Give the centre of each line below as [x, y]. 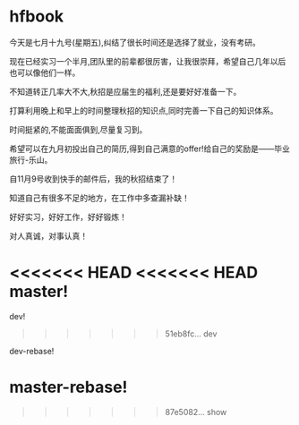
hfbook [37, 17]
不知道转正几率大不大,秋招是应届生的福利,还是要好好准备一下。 [125, 91]
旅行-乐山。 [31, 159]
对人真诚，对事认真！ [48, 235]
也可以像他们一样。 [45, 72]
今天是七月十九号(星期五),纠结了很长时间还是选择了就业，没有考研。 [135, 42]
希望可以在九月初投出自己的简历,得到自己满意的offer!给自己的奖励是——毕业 [150, 149]
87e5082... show [196, 412]
